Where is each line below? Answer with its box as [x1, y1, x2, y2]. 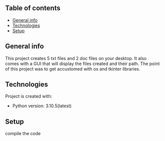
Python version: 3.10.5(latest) [12, 103, 72, 109]
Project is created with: [5, 93, 53, 99]
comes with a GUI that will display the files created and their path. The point [5, 61, 160, 67]
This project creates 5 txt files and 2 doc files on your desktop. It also [5, 55, 147, 61]
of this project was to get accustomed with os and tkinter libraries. [5, 66, 140, 71]
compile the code [5, 131, 41, 137]
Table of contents [5, 4, 60, 12]
